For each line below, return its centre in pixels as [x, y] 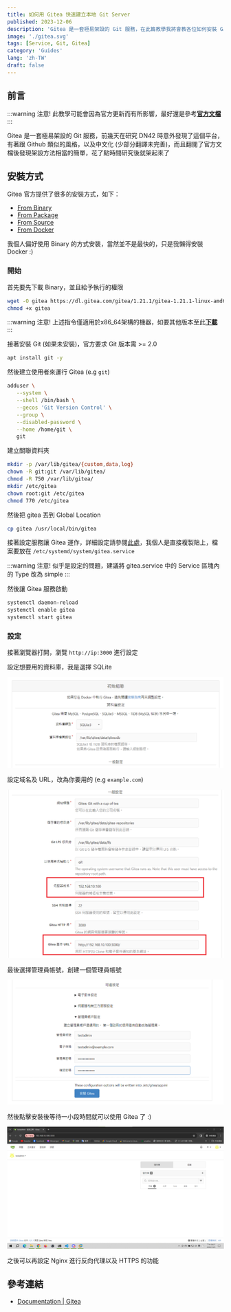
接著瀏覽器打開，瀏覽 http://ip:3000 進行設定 [73, 652]
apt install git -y [35, 358]
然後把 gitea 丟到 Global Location [54, 515]
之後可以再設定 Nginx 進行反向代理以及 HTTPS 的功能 [83, 1260]
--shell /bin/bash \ [46, 401]
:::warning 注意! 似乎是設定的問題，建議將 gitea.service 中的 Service [104, 566]
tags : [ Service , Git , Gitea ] [49, 44]
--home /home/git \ [44, 430]
